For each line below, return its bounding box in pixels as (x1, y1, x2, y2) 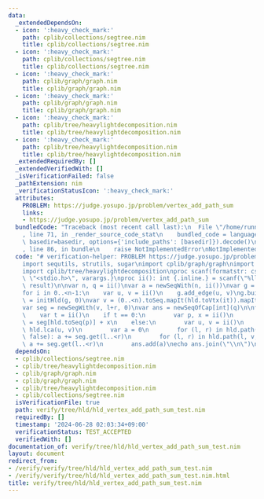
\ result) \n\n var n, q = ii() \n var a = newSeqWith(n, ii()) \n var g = (22, 282, 255, 290)
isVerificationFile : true (15, 398, 101, 407)
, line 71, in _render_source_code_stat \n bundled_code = (22, 231, 226, 239)
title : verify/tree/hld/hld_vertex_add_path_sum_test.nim (8, 479, 202, 487)
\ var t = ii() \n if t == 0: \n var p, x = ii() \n (22, 311, 234, 319)
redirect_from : (8, 457, 58, 465)
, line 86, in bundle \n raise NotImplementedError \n (22, 245, 210, 253)
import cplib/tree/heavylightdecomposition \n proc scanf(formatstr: (22, 267, 247, 275)
